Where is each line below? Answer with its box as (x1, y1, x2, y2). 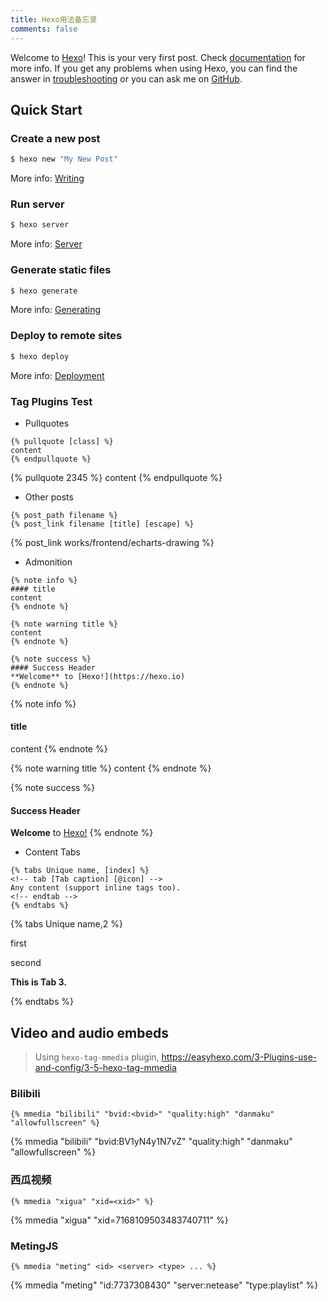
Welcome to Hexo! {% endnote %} (10, 827, 154, 839)
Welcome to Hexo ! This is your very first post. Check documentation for (10, 51, 306, 63)
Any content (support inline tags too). (10, 883, 182, 893)
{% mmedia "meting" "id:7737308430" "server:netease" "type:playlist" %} (10, 1279, 319, 1291)
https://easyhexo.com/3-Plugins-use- (161, 1051, 318, 1063)
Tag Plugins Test (10, 394, 93, 408)
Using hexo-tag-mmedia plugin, (34, 1051, 160, 1063)
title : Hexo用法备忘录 (10, 14, 98, 25)
